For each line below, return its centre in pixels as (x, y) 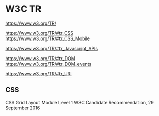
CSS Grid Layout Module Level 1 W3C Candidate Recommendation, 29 (79, 102)
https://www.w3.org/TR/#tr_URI (38, 74)
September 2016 (23, 108)
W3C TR (23, 9)
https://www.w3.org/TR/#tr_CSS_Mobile (48, 38)
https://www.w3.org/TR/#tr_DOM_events (48, 64)
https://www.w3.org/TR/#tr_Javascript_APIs (52, 48)
